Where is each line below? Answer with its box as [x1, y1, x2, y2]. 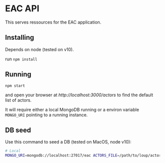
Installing [5, 33, 34, 42]
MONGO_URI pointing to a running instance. [5, 111, 88, 118]
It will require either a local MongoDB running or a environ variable [5, 107, 139, 112]
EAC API [5, 3, 39, 14]
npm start [5, 83, 26, 88]
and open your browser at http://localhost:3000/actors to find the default [5, 92, 153, 98]
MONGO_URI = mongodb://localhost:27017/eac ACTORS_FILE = [5, 153, 120, 158]
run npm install [5, 56, 38, 62]
